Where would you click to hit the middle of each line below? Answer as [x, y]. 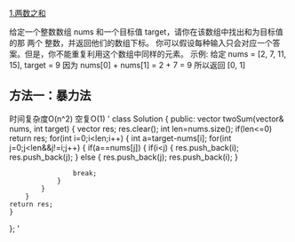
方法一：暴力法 [50, 96]
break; [85, 173]
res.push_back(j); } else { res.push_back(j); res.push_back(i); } [124, 157]
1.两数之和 [28, 13]
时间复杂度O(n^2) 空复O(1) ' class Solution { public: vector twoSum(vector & [147, 119]
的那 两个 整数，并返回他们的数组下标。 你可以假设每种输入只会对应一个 [141, 43]
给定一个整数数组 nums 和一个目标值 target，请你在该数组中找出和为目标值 [146, 32]
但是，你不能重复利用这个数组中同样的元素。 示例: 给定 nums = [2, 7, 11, [155, 54]
